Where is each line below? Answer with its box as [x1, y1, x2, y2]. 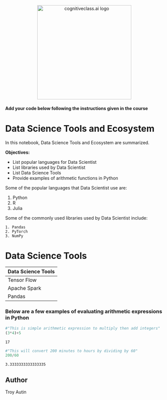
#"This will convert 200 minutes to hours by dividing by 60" [5, 348, 138, 353]
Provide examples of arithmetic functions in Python [12, 175, 119, 181]
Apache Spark [8, 285, 42, 292]
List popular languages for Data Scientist [12, 159, 97, 165]
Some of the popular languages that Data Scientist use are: [5, 184, 127, 190]
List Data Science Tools [12, 169, 61, 175]
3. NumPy [5, 233, 24, 238]
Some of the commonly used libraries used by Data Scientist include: [5, 215, 148, 221]
